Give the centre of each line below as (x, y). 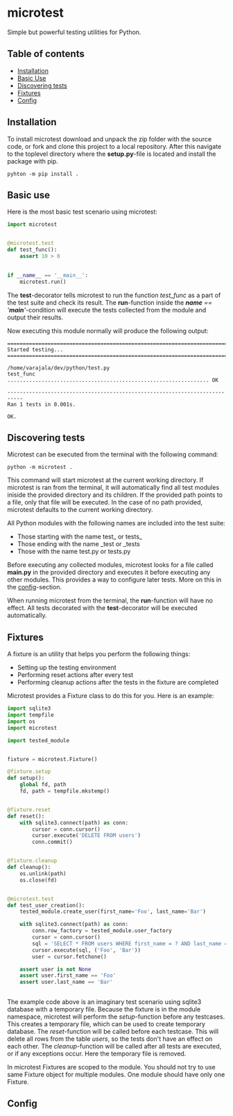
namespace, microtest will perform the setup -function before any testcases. (116, 1017)
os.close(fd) (38, 880)
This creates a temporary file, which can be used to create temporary (106, 1024)
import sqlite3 (29, 709)
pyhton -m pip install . (43, 174)
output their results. (35, 317)
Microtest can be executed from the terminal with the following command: (113, 454)
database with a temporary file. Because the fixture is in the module (104, 1009)
